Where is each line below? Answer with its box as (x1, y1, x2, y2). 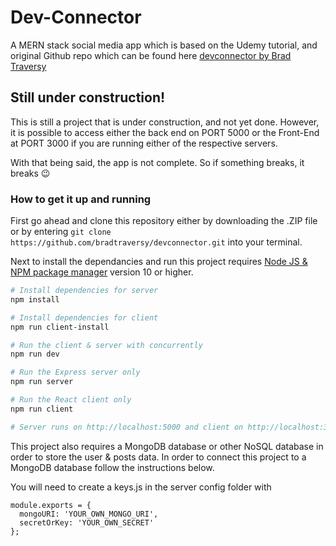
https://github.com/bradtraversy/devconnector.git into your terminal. (10, 236, 303, 248)
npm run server (10, 377, 74, 387)
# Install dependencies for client (10, 312, 159, 323)
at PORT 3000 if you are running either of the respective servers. (10, 137, 278, 149)
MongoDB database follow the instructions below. (10, 461, 215, 473)
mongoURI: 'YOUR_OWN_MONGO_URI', (19, 509, 159, 519)
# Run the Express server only (10, 367, 141, 378)
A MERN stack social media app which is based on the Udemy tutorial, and (10, 39, 318, 51)
